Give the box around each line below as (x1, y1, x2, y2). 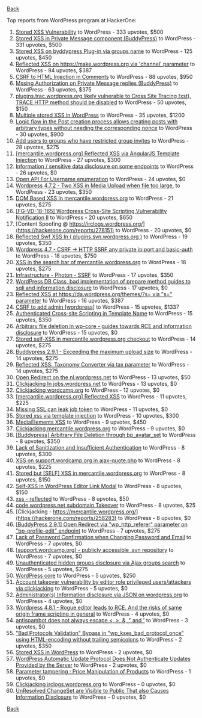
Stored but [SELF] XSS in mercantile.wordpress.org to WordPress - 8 (15, 469, 186, 477)
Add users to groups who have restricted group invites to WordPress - (15, 137, 189, 144)
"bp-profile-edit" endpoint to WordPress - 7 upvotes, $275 (15, 527, 161, 534)
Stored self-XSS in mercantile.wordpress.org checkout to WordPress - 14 (15, 335, 196, 342)
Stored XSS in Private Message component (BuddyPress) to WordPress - (15, 35, 196, 42)
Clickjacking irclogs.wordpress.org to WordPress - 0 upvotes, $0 (15, 681, 176, 688)
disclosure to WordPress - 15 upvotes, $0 (15, 329, 118, 336)
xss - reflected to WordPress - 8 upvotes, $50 (15, 495, 129, 502)
